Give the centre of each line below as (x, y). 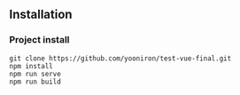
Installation (41, 15)
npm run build (35, 82)
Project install (39, 40)
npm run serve (35, 74)
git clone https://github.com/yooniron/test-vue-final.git (120, 58)
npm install (31, 66)
